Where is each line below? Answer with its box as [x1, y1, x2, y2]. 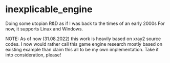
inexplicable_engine [5, 4, 93, 15]
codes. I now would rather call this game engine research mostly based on [5, 41, 163, 47]
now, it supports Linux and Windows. [5, 25, 83, 31]
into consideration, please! [5, 52, 61, 58]
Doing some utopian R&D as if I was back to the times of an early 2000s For [5, 20, 165, 26]
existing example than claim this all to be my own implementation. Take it [5, 46, 159, 52]
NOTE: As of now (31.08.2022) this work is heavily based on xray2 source [5, 36, 161, 42]
